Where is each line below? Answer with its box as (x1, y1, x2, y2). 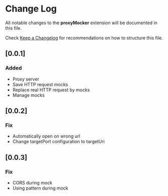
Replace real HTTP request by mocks (12, 87, 90, 93)
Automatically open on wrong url (12, 133, 80, 139)
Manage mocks (12, 92, 45, 98)
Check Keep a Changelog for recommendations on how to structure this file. (5, 35, 163, 41)
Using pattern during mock (12, 185, 69, 191)
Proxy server (12, 76, 39, 82)
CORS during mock (12, 180, 53, 185)
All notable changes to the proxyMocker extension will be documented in (5, 20, 157, 26)
